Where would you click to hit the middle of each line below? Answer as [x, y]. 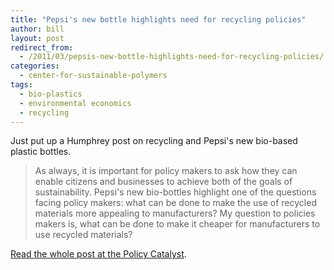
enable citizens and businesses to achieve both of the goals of [163, 182]
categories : [35, 66]
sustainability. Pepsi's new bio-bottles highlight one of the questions [175, 192]
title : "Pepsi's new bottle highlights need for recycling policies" [158, 19]
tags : [21, 85]
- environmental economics [75, 103]
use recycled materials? [83, 235]
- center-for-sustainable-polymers [93, 76]
